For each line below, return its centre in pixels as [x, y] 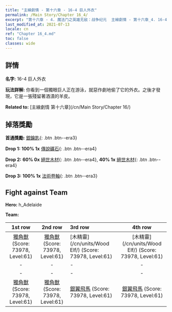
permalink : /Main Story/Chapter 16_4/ [47, 15]
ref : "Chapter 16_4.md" [31, 34]
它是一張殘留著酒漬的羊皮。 [43, 96]
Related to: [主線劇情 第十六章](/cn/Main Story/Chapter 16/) [68, 107]
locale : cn [17, 29]
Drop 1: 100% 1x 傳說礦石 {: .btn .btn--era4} [51, 149]
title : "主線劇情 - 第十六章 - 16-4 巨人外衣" [51, 10]
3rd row [80, 227]
